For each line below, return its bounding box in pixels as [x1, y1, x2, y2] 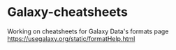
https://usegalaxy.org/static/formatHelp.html [7, 34, 135, 42]
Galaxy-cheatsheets [7, 4, 128, 20]
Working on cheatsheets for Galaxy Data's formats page [7, 27, 169, 35]
